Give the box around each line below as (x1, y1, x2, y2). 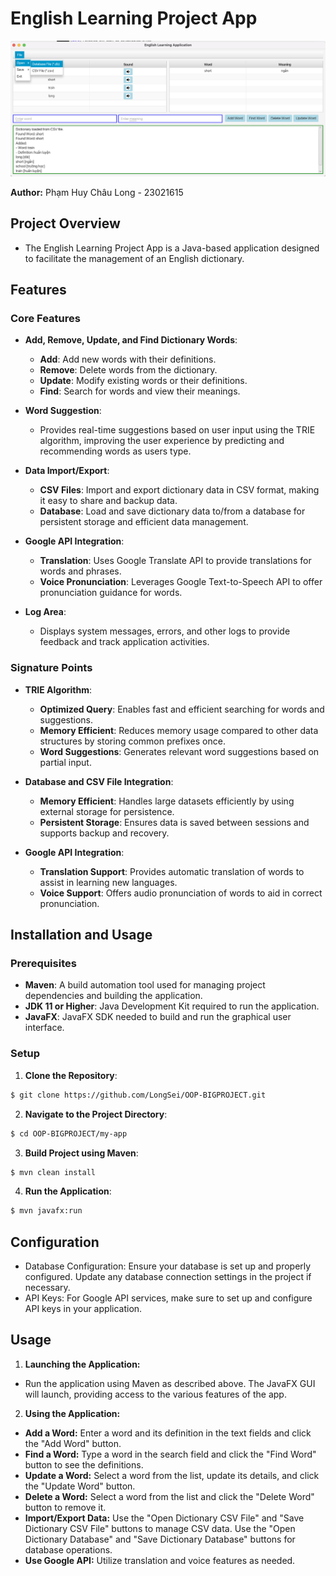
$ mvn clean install (10, 1167, 97, 1177)
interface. (24, 1022, 65, 1034)
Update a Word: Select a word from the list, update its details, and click (24, 1469, 320, 1481)
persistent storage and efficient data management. (39, 516, 249, 528)
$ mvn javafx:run (10, 1206, 83, 1216)
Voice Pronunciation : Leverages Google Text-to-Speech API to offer (39, 576, 323, 588)
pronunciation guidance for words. (39, 587, 183, 599)
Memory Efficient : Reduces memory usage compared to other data (39, 724, 319, 736)
